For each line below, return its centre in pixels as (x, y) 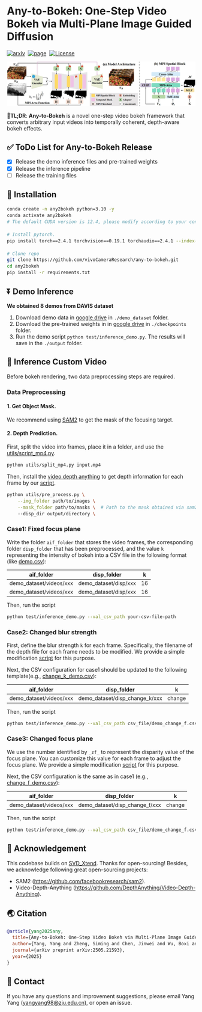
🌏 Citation (27, 914)
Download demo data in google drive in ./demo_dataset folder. (92, 317)
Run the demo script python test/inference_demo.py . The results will (100, 336)
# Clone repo (23, 254)
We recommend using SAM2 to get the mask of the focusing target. (90, 420)
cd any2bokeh (23, 266)
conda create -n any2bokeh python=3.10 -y (61, 209)
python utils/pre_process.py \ (46, 494)
